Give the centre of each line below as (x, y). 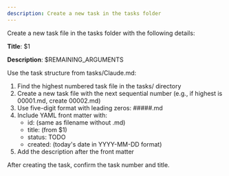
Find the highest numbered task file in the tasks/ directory (99, 86)
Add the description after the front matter (75, 151)
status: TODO (46, 137)
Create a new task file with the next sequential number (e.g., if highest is (120, 93)
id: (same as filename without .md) (76, 122)
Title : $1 (19, 46)
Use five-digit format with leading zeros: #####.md (90, 108)
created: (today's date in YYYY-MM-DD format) (95, 144)
